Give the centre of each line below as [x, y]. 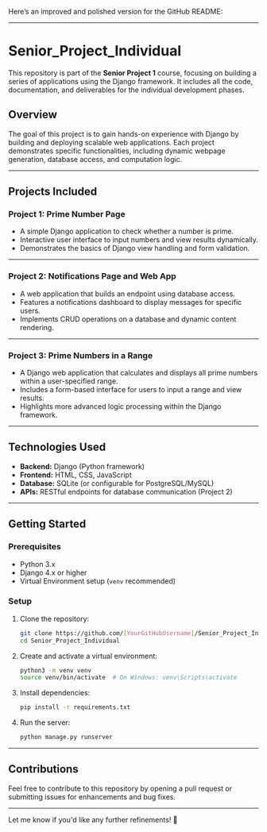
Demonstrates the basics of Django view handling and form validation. [135, 248]
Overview [33, 115]
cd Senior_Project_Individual [70, 641]
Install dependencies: [55, 693]
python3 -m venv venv [56, 670]
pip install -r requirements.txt [75, 707]
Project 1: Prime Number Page [67, 214]
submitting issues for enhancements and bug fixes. [92, 796]
